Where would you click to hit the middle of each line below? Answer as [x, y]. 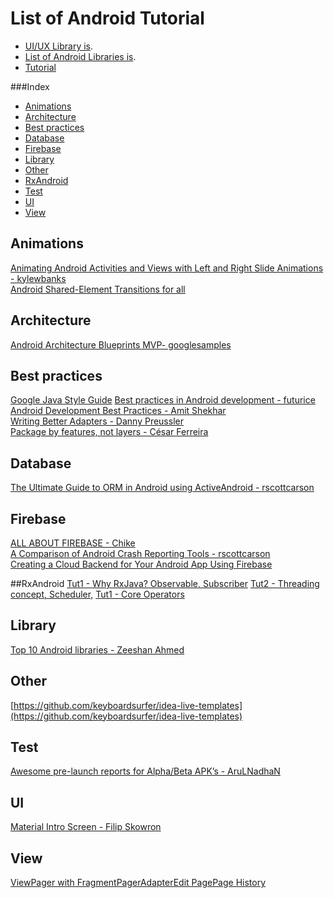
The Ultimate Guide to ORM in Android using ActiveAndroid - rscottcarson [162, 488]
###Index [30, 86]
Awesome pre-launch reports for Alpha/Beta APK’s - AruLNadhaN [145, 771]
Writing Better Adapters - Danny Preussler [97, 421]
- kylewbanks [38, 278]
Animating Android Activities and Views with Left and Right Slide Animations [167, 268]
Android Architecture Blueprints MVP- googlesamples [121, 344]
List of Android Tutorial [107, 18]
